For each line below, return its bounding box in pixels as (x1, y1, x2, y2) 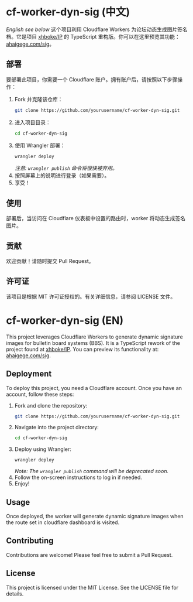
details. (6, 590, 24, 597)
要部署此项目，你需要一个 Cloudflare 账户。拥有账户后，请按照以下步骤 (6, 76, 178, 83)
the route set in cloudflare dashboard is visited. (6, 519, 120, 526)
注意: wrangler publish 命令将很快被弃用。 (14, 165, 118, 172)
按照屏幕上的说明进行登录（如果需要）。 (14, 172, 110, 179)
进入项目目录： (14, 118, 51, 126)
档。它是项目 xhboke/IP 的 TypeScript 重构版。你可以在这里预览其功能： (6, 33, 180, 40)
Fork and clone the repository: (14, 402, 88, 409)
